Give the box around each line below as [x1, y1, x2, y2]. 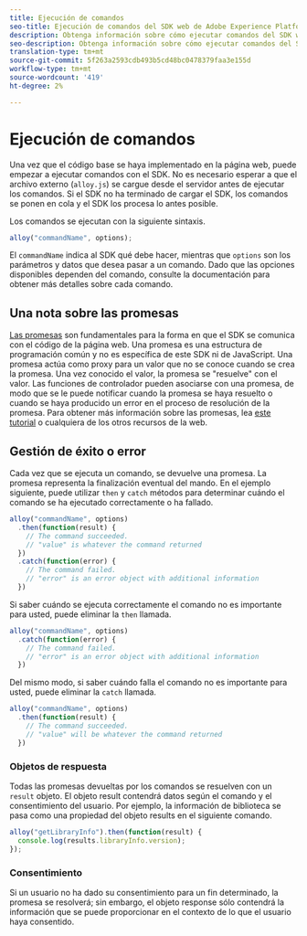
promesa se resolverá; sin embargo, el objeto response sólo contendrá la [9, 897, 285, 908]
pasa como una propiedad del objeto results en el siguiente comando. [9, 810, 272, 821]
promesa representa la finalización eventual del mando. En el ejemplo [9, 477, 271, 489]
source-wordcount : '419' [9, 73, 104, 82]
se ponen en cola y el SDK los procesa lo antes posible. [9, 197, 218, 208]
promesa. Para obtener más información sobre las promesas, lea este [9, 408, 271, 419]
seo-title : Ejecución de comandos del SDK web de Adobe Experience [9, 22, 272, 31]
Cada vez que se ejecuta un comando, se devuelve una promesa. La [9, 468, 267, 479]
